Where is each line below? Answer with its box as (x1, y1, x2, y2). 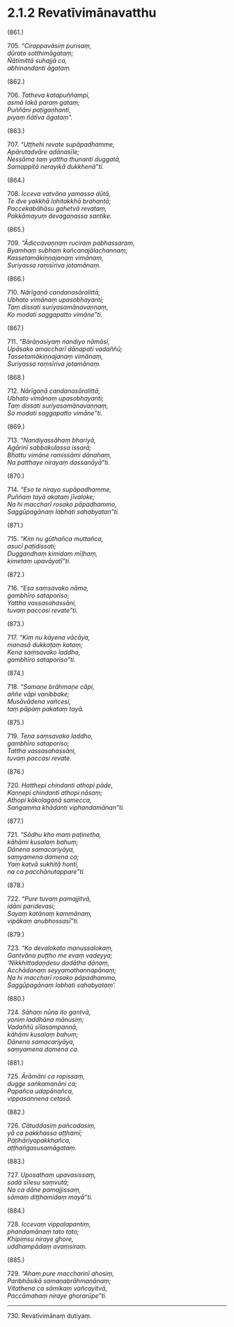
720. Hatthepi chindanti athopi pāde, (7, 780, 114, 789)
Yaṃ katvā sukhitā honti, (7, 860, 79, 868)
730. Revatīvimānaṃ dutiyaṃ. (7, 1311, 92, 1320)
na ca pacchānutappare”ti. (7, 867, 86, 875)
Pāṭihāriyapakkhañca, (7, 1136, 71, 1144)
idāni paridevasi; (7, 902, 56, 910)
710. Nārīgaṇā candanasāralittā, (7, 288, 101, 296)
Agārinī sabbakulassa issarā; (7, 443, 92, 452)
